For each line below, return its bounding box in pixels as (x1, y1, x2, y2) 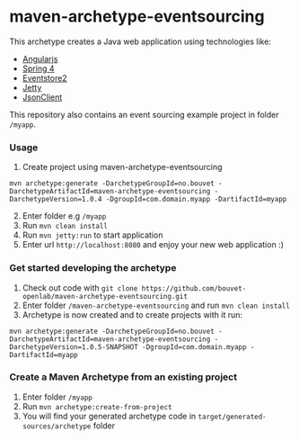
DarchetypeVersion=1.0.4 (9, 195, 102, 204)
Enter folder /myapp (22, 391, 92, 402)
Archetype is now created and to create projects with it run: (22, 309, 243, 320)
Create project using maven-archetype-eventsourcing (22, 162, 223, 173)
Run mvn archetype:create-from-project (22, 400, 172, 411)
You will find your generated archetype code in (22, 410, 197, 421)
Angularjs (22, 53, 58, 64)
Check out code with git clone (22, 282, 138, 293)
